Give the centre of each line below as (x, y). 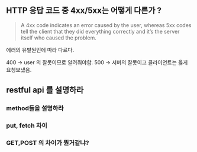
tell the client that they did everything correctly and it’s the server (100, 31)
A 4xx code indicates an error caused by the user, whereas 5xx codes (106, 25)
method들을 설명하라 (35, 108)
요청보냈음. (19, 70)
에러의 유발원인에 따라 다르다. (40, 49)
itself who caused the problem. (58, 38)
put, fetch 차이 (27, 125)
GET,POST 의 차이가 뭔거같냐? (48, 143)
